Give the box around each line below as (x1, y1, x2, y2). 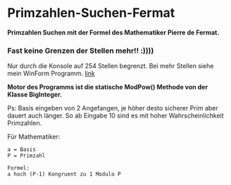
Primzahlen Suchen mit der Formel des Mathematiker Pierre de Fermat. (7, 28, 220, 37)
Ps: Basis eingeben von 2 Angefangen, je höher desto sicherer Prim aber (7, 104, 218, 113)
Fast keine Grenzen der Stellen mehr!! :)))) (7, 46, 154, 56)
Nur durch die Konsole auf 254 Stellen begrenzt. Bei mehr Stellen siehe (7, 62, 214, 70)
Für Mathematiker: (7, 132, 61, 141)
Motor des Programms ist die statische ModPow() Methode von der (7, 83, 208, 91)
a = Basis (7, 146, 37, 153)
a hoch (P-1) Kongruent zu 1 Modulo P (7, 171, 121, 178)
